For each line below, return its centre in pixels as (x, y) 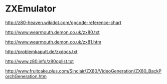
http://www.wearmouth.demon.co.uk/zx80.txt (52, 32)
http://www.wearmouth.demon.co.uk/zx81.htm (53, 42)
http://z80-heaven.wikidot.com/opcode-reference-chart (63, 22)
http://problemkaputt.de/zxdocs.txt (41, 51)
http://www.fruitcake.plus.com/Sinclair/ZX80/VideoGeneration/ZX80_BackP (83, 71)
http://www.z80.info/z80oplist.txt (40, 61)
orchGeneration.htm (26, 76)
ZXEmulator (31, 9)
